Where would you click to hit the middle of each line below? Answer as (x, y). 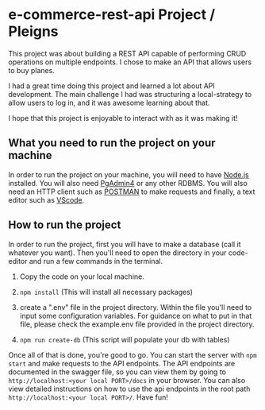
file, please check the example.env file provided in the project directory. (137, 324)
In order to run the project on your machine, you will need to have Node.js (129, 174)
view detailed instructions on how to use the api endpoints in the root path (129, 389)
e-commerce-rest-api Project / (112, 15)
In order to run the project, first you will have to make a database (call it (125, 244)
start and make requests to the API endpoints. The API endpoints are (122, 363)
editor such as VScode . (46, 199)
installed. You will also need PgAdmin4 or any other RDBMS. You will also (128, 183)
